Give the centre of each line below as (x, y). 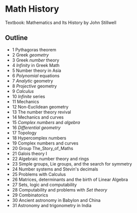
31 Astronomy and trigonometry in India (52, 205)
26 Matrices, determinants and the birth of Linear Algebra (70, 179)
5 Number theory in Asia (37, 70)
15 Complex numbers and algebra (46, 122)
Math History (32, 9)
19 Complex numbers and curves (45, 143)
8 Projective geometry (34, 86)
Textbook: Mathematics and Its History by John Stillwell (61, 22)
